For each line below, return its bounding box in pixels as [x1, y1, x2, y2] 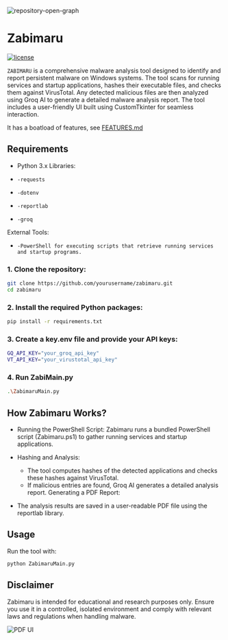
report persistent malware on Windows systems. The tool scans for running [7, 73, 220, 82]
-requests [16, 176, 46, 183]
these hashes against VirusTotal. [27, 474, 119, 482]
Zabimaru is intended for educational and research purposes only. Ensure [7, 597, 214, 606]
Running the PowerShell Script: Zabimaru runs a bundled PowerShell [16, 425, 211, 434]
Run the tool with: [7, 547, 57, 555]
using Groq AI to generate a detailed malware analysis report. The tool [7, 95, 205, 104]
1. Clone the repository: [7, 264, 87, 274]
